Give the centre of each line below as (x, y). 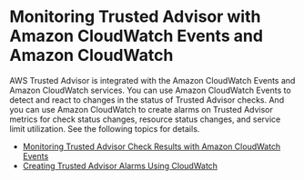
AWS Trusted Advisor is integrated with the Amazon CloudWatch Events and (152, 80)
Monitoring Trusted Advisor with (135, 17)
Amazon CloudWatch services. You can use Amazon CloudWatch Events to (150, 90)
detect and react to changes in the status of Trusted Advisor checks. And (147, 100)
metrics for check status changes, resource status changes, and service (145, 119)
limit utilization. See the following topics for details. (105, 128)
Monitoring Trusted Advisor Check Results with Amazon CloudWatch (152, 146)
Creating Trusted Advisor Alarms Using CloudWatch (120, 165)
